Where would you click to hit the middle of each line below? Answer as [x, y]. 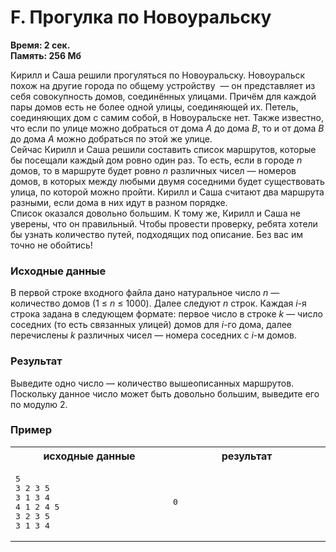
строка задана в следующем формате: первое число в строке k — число [166, 314]
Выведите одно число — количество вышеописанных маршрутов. [152, 383]
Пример [31, 430]
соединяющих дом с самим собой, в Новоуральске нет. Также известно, [167, 117]
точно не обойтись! [51, 245]
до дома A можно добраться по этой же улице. [111, 138]
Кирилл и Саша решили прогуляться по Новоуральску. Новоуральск [158, 75]
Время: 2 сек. [40, 45]
